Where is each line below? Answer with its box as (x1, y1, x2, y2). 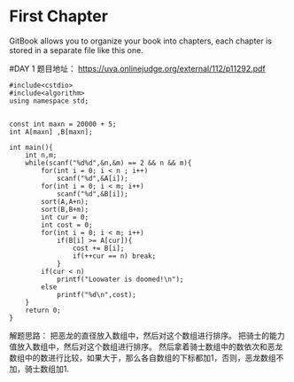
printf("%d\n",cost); (56, 290, 137, 299)
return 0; (25, 306, 62, 315)
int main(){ (9, 143, 53, 152)
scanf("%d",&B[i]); (56, 189, 128, 199)
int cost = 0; (41, 220, 93, 230)
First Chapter (9, 6, 109, 27)
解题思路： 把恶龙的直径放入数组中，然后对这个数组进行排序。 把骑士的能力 (9, 330, 285, 340)
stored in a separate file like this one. (9, 44, 143, 55)
